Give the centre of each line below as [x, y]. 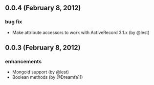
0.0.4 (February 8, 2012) [43, 8]
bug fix [14, 22]
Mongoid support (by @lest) [41, 72]
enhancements [23, 61]
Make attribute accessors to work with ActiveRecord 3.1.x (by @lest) [81, 32]
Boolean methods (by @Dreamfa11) [47, 77]
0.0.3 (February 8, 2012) [43, 48]
